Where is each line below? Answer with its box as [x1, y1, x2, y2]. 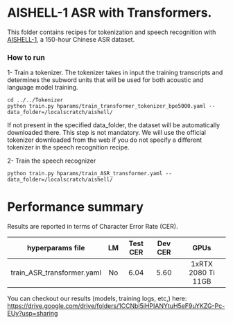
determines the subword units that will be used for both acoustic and [7, 76, 204, 84]
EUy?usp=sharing [7, 309, 58, 318]
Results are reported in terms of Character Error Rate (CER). [7, 222, 178, 231]
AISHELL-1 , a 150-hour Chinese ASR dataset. [7, 35, 135, 43]
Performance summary [7, 200, 144, 215]
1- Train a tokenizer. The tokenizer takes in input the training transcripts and [7, 68, 223, 77]
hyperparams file [26, 243, 85, 253]
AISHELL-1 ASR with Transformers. [7, 5, 212, 21]
